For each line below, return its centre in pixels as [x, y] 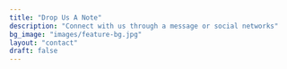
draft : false [34, 51]
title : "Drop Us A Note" [56, 17]
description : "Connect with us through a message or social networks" [144, 26]
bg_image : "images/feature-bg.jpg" [76, 34]
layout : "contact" [43, 43]
